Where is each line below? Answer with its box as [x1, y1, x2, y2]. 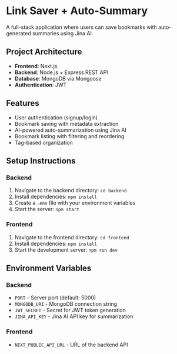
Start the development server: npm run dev [14, 246, 118, 253]
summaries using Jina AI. [32, 29, 93, 36]
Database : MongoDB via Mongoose [14, 75, 102, 82]
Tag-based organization [14, 139, 74, 146]
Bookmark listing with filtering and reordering [14, 132, 125, 139]
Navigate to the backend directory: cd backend [14, 187, 127, 194]
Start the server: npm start [14, 206, 79, 213]
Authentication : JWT [14, 81, 67, 88]
